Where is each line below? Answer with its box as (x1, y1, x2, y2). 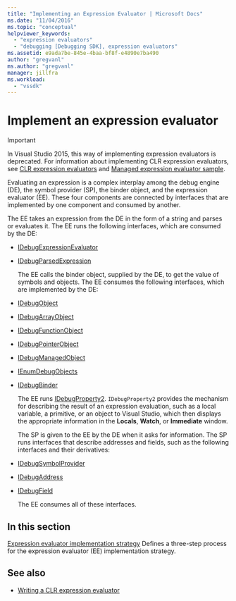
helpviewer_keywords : (7, 30, 71, 37)
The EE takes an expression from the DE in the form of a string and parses (7, 214, 223, 223)
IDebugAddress (17, 473, 63, 481)
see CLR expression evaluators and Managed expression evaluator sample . (7, 165, 225, 173)
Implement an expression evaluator (7, 113, 218, 129)
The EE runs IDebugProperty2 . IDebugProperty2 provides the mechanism (17, 395, 229, 403)
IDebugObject (17, 299, 58, 307)
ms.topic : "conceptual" (7, 23, 77, 30)
